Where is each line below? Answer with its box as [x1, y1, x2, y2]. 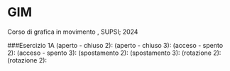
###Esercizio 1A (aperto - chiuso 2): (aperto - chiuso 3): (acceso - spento [7, 41, 224, 49]
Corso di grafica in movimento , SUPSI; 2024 [7, 27, 138, 36]
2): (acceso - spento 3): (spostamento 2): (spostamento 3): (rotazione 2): [7, 49, 221, 57]
